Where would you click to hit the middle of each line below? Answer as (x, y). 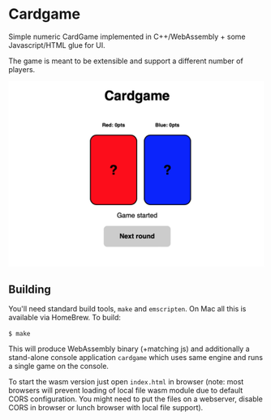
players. (22, 69)
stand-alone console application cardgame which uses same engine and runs (136, 357)
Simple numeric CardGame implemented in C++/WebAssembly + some (127, 36)
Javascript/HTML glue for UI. (57, 45)
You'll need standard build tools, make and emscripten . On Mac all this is (127, 308)
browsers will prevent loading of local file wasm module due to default (126, 390)
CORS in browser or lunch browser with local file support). (106, 407)
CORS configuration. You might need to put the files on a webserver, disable (136, 399)
